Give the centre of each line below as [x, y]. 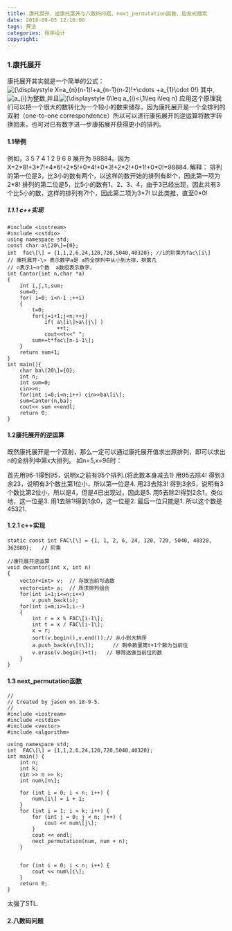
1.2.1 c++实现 [26, 525]
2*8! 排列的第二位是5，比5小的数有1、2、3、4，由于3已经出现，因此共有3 [114, 184]
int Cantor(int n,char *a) [46, 273]
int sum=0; [35, 382]
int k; [29, 769]
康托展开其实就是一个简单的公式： [56, 81]
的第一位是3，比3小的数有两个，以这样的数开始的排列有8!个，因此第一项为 [114, 175]
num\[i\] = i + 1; [59, 799]
